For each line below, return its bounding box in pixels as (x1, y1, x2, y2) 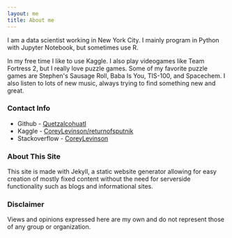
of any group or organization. (7, 223, 91, 231)
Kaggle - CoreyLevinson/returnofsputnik (17, 127, 134, 135)
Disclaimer (7, 200, 45, 209)
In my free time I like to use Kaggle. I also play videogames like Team (7, 56, 205, 65)
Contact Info (7, 104, 51, 113)
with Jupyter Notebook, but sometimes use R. (7, 43, 139, 51)
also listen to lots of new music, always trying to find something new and (7, 79, 216, 87)
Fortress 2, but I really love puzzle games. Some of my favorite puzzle (7, 64, 208, 72)
